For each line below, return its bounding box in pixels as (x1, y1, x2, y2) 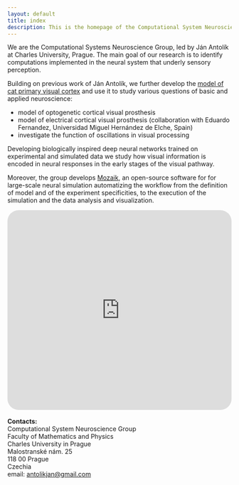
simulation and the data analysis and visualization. (7, 196, 154, 205)
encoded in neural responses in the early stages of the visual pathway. (7, 160, 215, 168)
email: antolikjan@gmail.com (7, 470, 91, 479)
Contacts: (7, 417, 38, 426)
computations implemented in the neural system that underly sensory (7, 58, 211, 67)
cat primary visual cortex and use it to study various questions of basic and (7, 87, 228, 96)
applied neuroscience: (7, 94, 73, 103)
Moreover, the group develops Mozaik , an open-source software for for (7, 173, 217, 182)
